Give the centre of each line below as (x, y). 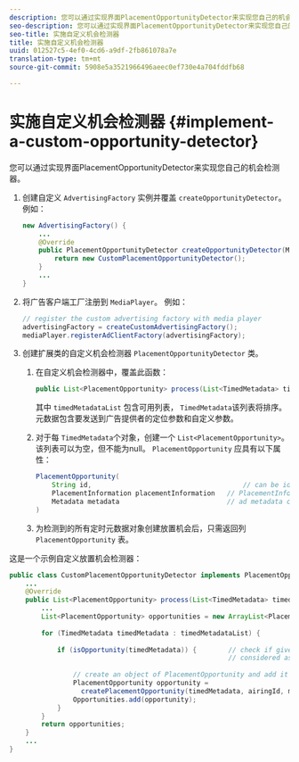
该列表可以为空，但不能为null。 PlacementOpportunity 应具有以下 (154, 449)
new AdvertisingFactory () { (74, 225)
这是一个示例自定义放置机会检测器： (76, 558)
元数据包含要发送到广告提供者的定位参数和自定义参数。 (137, 418)
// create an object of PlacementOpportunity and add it (181, 675)
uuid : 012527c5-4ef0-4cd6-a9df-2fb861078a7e (93, 51)
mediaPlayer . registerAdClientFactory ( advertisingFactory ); (134, 335)
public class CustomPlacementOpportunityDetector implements (125, 575)
